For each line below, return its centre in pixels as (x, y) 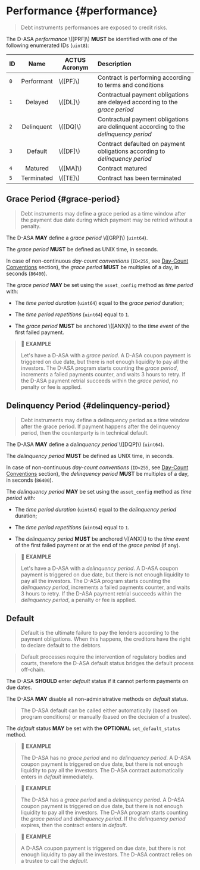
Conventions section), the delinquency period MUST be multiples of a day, (98, 473)
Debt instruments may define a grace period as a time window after (103, 213)
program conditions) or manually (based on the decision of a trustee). (106, 717)
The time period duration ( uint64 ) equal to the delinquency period (96, 509)
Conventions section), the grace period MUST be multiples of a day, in (93, 267)
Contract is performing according (144, 77)
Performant (37, 81)
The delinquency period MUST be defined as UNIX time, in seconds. (90, 456)
